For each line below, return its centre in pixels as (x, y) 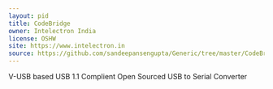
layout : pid (28, 16)
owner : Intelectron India (52, 31)
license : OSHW (32, 38)
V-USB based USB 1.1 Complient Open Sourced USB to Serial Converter (128, 76)
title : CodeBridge (39, 23)
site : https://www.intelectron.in (67, 46)
